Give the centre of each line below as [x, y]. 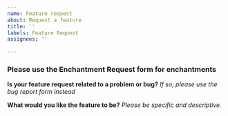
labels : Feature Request [43, 33]
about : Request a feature [44, 20]
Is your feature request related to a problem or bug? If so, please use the [112, 84]
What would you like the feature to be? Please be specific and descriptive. [115, 105]
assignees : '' [28, 39]
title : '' [21, 26]
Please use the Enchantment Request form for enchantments [112, 70]
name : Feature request [40, 13]
